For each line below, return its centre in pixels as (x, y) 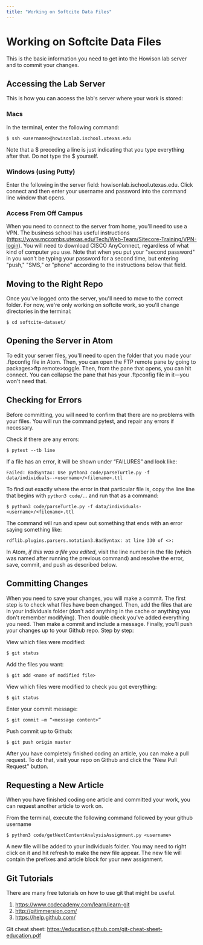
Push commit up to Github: (39, 731)
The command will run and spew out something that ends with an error (95, 523)
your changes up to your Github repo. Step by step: (70, 630)
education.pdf (24, 936)
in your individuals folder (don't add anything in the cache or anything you (98, 611)
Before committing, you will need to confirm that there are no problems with (101, 414)
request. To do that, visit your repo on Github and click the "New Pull (92, 760)
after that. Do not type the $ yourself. (52, 156)
